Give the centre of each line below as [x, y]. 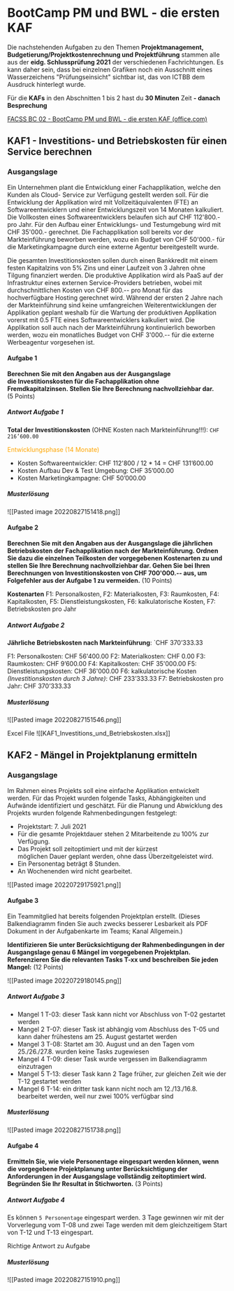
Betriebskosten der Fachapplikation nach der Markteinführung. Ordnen [113, 551]
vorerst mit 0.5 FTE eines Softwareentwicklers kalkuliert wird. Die [101, 319]
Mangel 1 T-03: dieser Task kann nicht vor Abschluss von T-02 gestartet [121, 1014]
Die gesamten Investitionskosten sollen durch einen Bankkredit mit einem [112, 260]
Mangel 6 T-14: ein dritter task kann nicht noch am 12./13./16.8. [107, 1089]
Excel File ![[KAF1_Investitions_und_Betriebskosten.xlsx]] [89, 733]
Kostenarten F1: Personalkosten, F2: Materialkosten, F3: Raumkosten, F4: [114, 594]
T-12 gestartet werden [49, 1081]
